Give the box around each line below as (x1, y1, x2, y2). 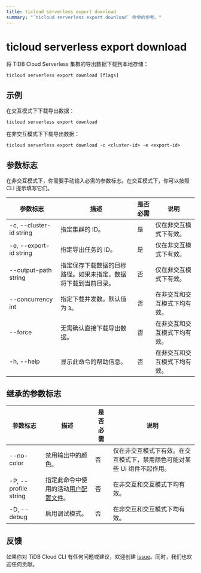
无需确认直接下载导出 (60, 324, 121, 333)
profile (9, 484, 28, 492)
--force (9, 328, 32, 337)
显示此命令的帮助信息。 (60, 358, 127, 366)
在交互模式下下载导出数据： (6, 107, 75, 114)
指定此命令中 (45, 476, 82, 484)
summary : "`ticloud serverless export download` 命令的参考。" (6, 14, 162, 20)
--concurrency (9, 295, 53, 304)
